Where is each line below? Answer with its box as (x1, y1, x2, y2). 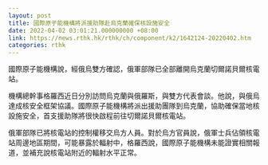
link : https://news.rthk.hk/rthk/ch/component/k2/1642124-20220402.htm (8, 33, 251, 42)
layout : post (8, 11, 52, 20)
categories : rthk (8, 41, 66, 49)
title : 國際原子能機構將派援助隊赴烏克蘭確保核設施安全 (8, 19, 170, 27)
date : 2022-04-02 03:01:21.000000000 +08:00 (8, 26, 159, 34)
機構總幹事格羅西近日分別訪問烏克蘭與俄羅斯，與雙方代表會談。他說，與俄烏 (8, 91, 260, 100)
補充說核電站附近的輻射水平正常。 (29, 148, 141, 158)
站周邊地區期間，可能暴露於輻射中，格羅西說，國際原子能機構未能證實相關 (8, 138, 253, 147)
